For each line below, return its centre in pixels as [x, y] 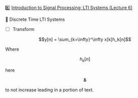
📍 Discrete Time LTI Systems [35, 19]
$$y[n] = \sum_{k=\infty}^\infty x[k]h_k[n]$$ [85, 40]
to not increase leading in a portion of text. [50, 90]
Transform [23, 29]
